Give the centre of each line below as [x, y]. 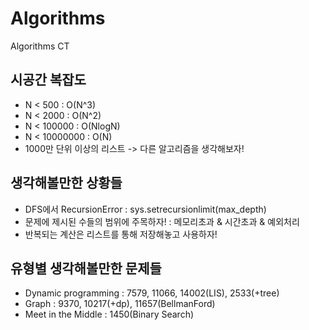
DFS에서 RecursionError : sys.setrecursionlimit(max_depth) [145, 209]
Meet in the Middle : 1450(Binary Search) [109, 314]
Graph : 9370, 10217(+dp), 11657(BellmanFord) [120, 304]
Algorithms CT [40, 46]
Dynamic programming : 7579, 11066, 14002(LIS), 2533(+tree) [152, 293]
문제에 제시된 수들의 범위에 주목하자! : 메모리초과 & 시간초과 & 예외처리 [162, 221]
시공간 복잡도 [48, 80]
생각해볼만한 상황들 [66, 183]
